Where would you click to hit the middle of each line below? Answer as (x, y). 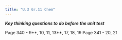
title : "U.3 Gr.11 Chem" (30, 9)
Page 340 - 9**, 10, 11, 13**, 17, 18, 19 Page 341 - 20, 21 (61, 32)
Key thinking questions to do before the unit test (55, 23)
